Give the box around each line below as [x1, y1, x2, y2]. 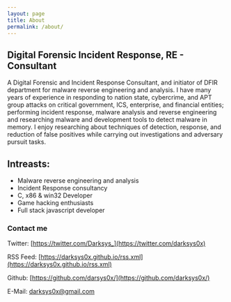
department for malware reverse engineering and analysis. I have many [7, 86, 212, 94]
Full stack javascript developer [17, 206, 106, 214]
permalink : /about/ [7, 23, 64, 30]
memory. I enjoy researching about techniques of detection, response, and [7, 123, 221, 131]
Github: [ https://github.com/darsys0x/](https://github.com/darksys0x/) [7, 273, 210, 282]
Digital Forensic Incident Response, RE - [7, 49, 184, 61]
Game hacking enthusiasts [17, 199, 94, 206]
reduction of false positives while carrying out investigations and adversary [7, 130, 223, 139]
